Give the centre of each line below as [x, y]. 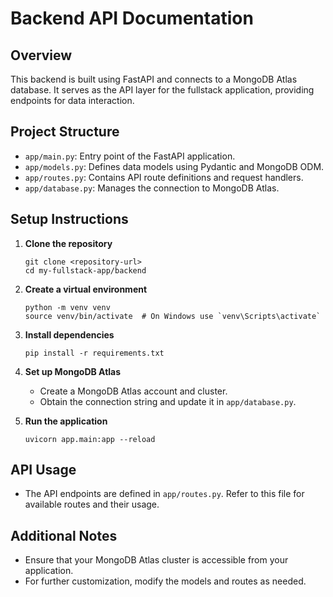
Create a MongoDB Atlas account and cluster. [133, 391]
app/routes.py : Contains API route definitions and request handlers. [164, 177]
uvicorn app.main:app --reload [90, 439]
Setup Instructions [69, 219]
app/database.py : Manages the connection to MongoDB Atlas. [152, 188]
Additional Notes [64, 535]
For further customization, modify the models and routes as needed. [165, 581]
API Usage [43, 470]
